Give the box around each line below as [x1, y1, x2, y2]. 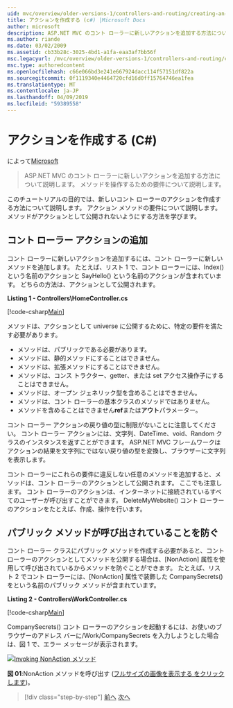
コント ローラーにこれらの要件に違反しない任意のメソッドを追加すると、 [7, 469, 216, 478]
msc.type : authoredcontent [7, 62, 85, 69]
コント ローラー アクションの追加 [7, 234, 148, 246]
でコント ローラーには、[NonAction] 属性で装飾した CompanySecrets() [20, 573, 223, 581]
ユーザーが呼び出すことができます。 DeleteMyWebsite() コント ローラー [19, 496, 225, 504]
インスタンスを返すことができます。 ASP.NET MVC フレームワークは [25, 438, 221, 446]
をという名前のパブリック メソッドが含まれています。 [7, 581, 161, 589]
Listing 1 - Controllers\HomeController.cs [7, 294, 128, 302]
